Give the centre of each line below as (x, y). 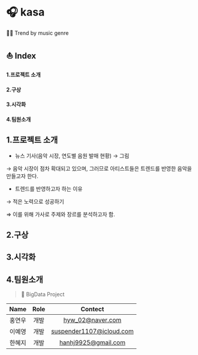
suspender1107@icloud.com (92, 332)
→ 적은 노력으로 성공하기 (35, 201)
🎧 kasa (25, 12)
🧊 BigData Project (43, 294)
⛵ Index (21, 56)
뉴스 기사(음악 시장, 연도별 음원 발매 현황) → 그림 (72, 156)
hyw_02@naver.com (92, 320)
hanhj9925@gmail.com (92, 342)
